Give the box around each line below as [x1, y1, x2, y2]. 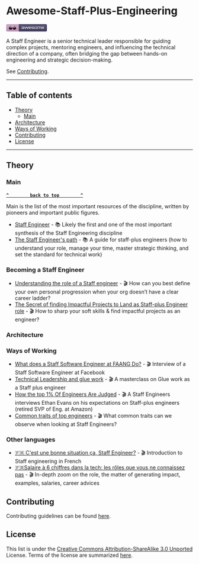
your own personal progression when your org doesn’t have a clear [14, 288, 179, 295]
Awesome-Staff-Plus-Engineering [6, 4, 178, 18]
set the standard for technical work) [14, 251, 102, 258]
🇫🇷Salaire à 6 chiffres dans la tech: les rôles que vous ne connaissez [14, 464, 185, 471]
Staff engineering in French [14, 457, 82, 465]
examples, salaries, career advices [14, 479, 99, 486]
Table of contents [6, 91, 72, 101]
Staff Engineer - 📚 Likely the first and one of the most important [14, 221, 172, 228]
